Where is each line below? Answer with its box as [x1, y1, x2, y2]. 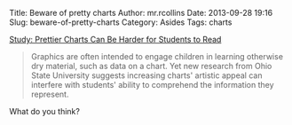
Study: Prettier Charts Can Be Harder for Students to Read [9, 35, 222, 44]
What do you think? [9, 106, 80, 116]
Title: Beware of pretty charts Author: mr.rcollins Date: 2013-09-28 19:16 [9, 8, 273, 18]
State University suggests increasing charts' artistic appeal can [30, 70, 263, 81]
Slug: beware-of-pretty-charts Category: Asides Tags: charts [9, 17, 233, 27]
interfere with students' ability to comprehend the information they [30, 80, 274, 90]
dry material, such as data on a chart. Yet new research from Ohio [30, 61, 272, 71]
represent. [30, 89, 69, 99]
